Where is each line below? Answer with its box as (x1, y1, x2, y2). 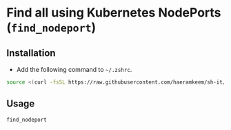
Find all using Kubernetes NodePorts (6, 5, 221, 21)
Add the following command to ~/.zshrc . (16, 66, 132, 73)
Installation (6, 47, 56, 59)
